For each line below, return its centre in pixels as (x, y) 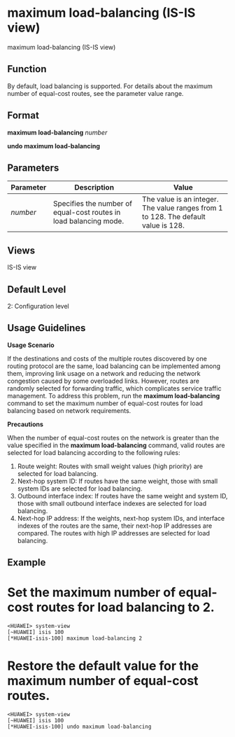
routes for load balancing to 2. (125, 608)
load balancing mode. (88, 221)
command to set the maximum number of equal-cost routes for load (105, 403)
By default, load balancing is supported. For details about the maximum (110, 86)
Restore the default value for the (103, 666)
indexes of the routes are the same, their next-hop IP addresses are (115, 526)
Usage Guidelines (47, 328)
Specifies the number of (93, 204)
